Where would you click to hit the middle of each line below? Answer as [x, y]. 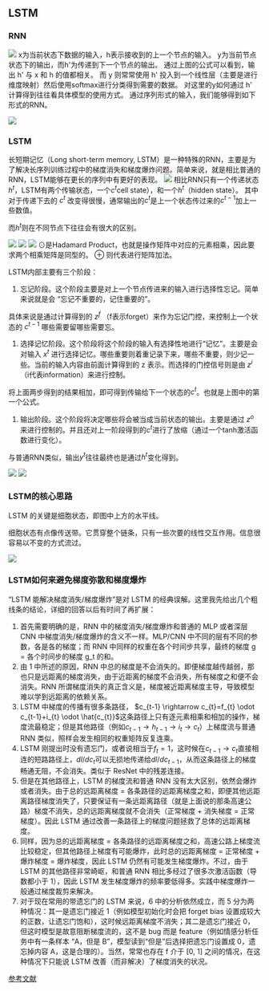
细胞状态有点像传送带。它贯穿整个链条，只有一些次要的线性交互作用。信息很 [134, 532]
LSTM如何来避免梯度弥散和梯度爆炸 [77, 580]
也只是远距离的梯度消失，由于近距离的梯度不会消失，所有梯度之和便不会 [139, 676]
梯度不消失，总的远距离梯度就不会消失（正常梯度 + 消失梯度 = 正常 [145, 811]
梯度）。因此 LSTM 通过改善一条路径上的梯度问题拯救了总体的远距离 [132, 821]
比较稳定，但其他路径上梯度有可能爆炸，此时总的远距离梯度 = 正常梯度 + [140, 851]
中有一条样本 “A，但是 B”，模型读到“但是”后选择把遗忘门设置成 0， [138, 941]
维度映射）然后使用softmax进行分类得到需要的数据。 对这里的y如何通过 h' [130, 84]
